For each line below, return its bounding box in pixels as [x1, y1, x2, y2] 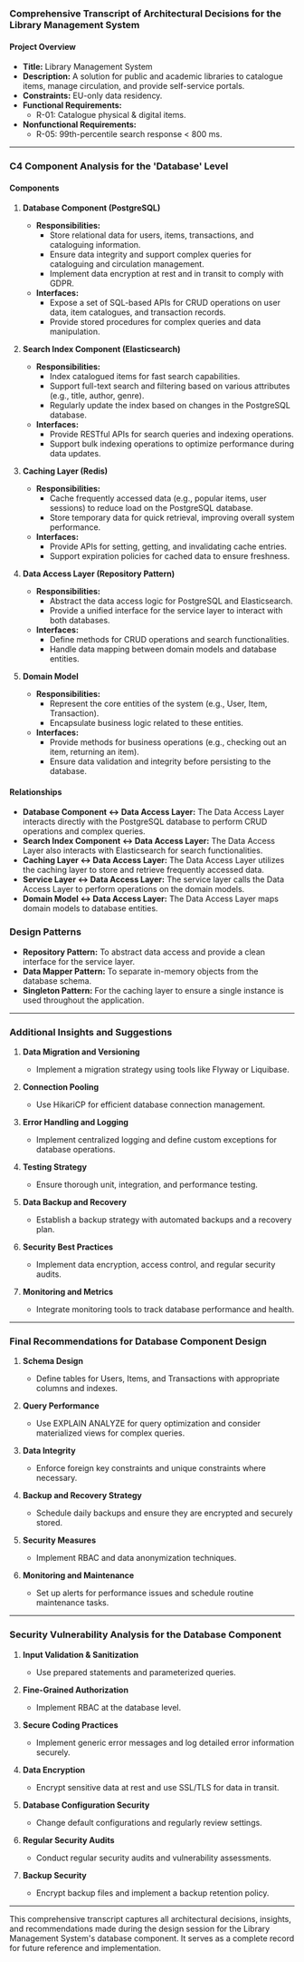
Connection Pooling [22, 1082, 100, 1093]
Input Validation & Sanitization [22, 1649, 139, 1660]
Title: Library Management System [22, 62, 153, 73]
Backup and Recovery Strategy [22, 1490, 143, 1501]
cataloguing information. [49, 240, 141, 250]
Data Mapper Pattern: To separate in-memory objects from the [22, 966, 259, 976]
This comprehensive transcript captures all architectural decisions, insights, [9, 1913, 292, 1924]
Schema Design [22, 1356, 84, 1367]
